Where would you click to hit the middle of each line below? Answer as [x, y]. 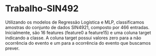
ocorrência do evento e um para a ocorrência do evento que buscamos [78, 43]
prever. [12, 48]
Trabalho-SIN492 [42, 9]
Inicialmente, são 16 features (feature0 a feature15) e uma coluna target [78, 32]
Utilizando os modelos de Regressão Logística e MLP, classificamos [75, 22]
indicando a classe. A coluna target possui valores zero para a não [73, 38]
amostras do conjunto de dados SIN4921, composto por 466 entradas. [78, 27]
